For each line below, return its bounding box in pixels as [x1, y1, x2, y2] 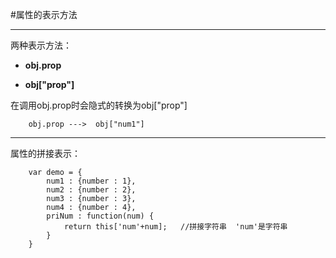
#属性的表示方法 [10, 9, 78, 20]
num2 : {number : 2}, [46, 185, 137, 195]
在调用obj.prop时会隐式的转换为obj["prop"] [10, 99, 188, 111]
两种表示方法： [10, 39, 72, 51]
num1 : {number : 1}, [46, 176, 137, 186]
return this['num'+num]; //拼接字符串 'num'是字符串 [63, 222, 288, 232]
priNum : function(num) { [46, 211, 155, 221]
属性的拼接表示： [10, 148, 81, 159]
